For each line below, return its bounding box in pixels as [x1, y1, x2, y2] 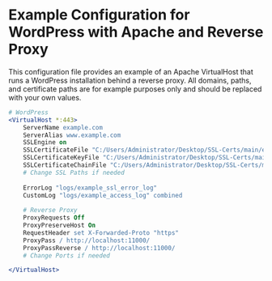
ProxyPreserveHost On [23, 221, 96, 230]
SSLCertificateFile [23, 146, 89, 155]
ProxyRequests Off [23, 214, 85, 222]
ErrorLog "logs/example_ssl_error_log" [23, 184, 158, 192]
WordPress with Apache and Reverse [8, 23, 264, 41]
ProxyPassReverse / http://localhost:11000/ [23, 244, 176, 252]
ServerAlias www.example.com [23, 131, 121, 139]
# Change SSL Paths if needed [23, 168, 125, 177]
